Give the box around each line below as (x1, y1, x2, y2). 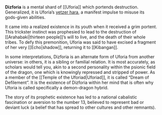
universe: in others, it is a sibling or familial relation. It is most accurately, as (5, 59, 156, 65)
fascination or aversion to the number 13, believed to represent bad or (5, 99, 144, 105)
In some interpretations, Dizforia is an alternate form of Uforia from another (5, 54, 155, 60)
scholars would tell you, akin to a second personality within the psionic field (5, 64, 156, 70)
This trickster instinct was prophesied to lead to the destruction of (5, 29, 137, 34)
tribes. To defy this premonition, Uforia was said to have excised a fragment (5, 39, 156, 45)
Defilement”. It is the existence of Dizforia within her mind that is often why (5, 80, 154, 85)
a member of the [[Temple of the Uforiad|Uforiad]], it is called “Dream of (5, 75, 149, 80)
